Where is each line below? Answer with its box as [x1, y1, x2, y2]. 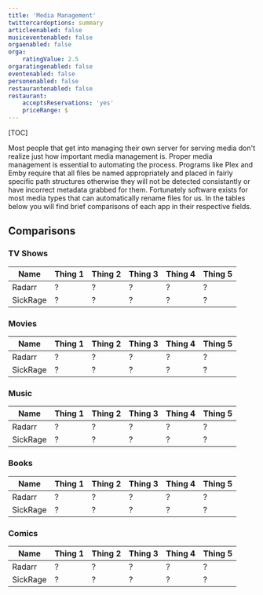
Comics [8, 527, 38, 538]
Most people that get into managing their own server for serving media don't [8, 143, 256, 152]
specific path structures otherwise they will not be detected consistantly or [8, 177, 250, 185]
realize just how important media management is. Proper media [8, 152, 214, 161]
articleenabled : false [8, 26, 82, 34]
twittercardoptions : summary [8, 19, 104, 27]
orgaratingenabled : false [8, 63, 93, 71]
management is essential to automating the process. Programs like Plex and [8, 160, 254, 169]
